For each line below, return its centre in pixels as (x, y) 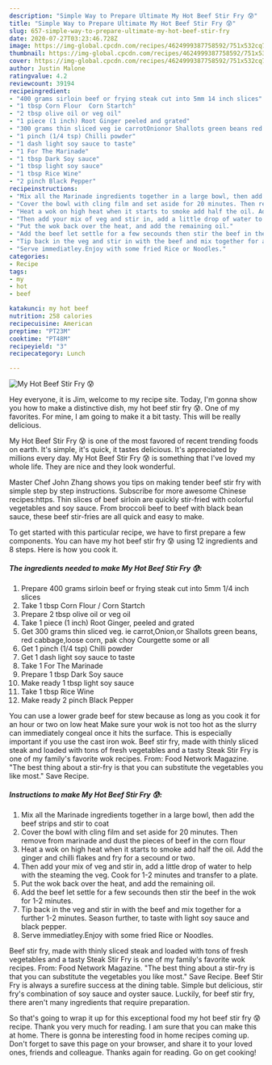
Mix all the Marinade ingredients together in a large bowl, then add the (138, 815)
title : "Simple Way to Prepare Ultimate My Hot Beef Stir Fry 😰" (123, 23)
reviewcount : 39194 (42, 83)
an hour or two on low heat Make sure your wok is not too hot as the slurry (133, 725)
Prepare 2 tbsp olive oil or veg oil (76, 615)
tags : (18, 272)
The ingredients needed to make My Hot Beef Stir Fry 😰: (106, 568)
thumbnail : (27, 53)
